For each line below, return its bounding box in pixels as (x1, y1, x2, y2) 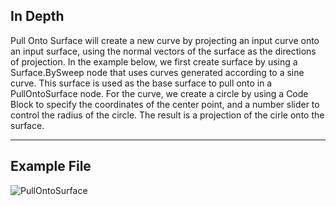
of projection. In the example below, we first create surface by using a (10, 55, 298, 68)
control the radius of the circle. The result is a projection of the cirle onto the (10, 109, 325, 121)
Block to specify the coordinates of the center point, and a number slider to (10, 98, 320, 110)
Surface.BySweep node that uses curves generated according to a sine (10, 66, 305, 78)
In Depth (10, 8, 65, 25)
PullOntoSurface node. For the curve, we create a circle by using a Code (10, 87, 309, 99)
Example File (10, 158, 92, 175)
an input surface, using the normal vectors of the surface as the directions (10, 45, 317, 57)
